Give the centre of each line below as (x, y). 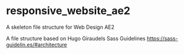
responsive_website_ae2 (68, 11)
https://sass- (162, 38)
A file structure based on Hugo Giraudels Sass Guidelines (76, 38)
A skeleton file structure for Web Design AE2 (60, 27)
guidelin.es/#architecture (37, 45)
